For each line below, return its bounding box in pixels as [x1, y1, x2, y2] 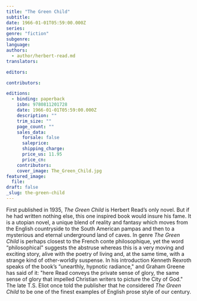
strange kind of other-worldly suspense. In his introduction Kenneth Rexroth [6, 256, 192, 264]
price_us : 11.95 [21, 151, 62, 157]
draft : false [6, 185, 39, 191]
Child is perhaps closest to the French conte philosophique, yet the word [6, 237, 184, 245]
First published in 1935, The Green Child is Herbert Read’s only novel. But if [6, 206, 190, 213]
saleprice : [21, 140, 49, 146]
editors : [6, 69, 28, 75]
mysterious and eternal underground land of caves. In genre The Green [6, 231, 180, 238]
